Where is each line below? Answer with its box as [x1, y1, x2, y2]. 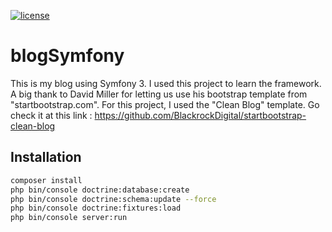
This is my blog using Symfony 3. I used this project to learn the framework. [10, 77, 322, 89]
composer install [10, 175, 83, 185]
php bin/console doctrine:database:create [10, 185, 190, 195]
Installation [10, 149, 82, 166]
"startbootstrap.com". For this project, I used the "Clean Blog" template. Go [10, 98, 320, 110]
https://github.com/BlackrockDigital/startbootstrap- [94, 109, 307, 121]
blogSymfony [10, 45, 125, 67]
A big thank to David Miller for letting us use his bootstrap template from [10, 88, 308, 100]
